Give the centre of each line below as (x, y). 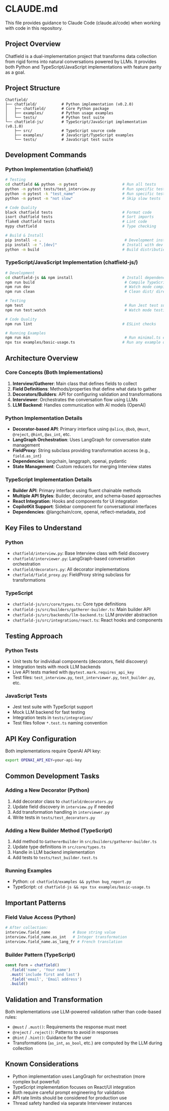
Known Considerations (42, 1064)
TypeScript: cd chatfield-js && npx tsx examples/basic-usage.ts (81, 887)
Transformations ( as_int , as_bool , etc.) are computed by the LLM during (87, 1043)
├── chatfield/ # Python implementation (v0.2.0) (70, 104)
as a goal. (15, 72)
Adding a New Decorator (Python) (47, 790)
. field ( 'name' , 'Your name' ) (40, 970)
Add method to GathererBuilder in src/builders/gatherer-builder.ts (84, 842)
